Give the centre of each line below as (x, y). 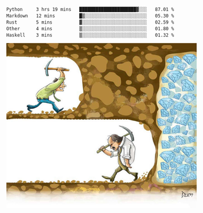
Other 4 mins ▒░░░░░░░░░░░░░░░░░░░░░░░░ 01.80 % (90, 28)
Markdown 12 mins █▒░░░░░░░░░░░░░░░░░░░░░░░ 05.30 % (90, 16)
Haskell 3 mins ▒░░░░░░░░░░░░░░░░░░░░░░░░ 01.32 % (90, 35)
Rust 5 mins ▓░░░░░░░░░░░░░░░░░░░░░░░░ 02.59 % (90, 22)
